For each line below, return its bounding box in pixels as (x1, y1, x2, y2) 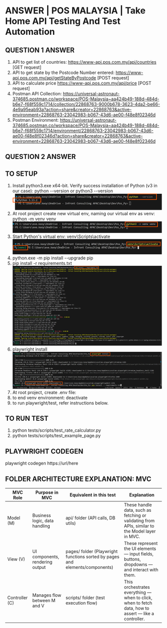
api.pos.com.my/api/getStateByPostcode (12, 75, 96, 80)
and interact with (124, 567, 159, 573)
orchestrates (124, 584, 150, 590)
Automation (5, 26, 55, 37)
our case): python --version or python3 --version (12, 188, 113, 194)
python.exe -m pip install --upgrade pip (12, 255, 93, 261)
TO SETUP (5, 169, 38, 178)
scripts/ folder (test (65, 595, 105, 601)
